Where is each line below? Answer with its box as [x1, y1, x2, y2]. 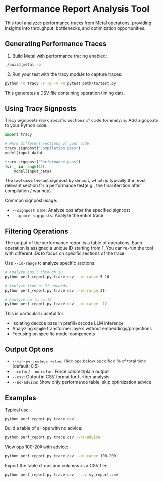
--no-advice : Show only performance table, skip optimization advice [12, 379, 152, 385]
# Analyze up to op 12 [5, 297, 52, 302]
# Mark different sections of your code [5, 141, 90, 146]
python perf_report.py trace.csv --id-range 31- [5, 288, 107, 293]
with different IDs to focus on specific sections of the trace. [5, 250, 126, 256]
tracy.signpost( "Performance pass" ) [5, 159, 81, 164]
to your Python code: [5, 122, 48, 128]
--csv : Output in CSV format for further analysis [12, 374, 110, 380]
